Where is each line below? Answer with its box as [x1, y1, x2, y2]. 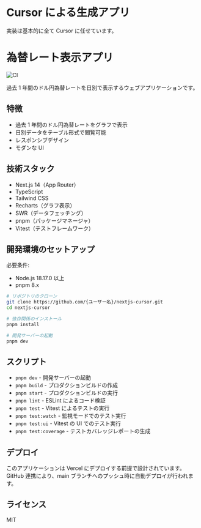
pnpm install [6, 321, 40, 327]
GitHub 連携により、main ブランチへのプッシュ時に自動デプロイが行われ [6, 472, 188, 480]
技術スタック [6, 163, 55, 174]
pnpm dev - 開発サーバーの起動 [15, 374, 92, 381]
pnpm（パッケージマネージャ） [15, 217, 94, 224]
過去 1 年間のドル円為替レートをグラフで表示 [15, 121, 128, 128]
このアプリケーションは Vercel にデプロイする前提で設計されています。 [6, 464, 185, 472]
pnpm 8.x [15, 281, 40, 289]
